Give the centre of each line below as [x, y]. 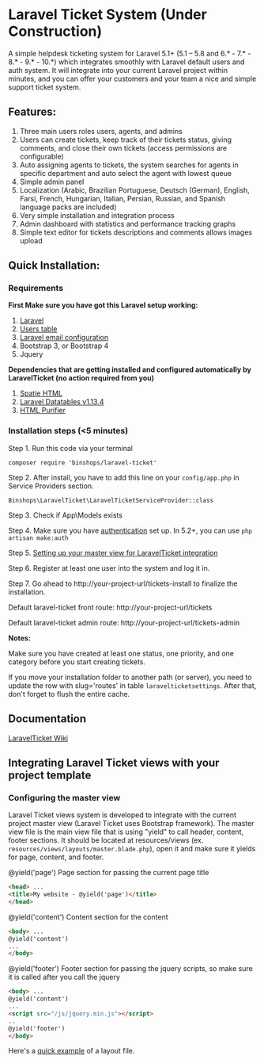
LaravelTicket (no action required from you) [81, 378]
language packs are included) [68, 207]
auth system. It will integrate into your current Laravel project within [118, 70]
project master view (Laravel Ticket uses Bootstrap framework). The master [131, 824]
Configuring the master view [64, 797]
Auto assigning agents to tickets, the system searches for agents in [129, 165]
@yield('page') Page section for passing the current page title [109, 873]
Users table [38, 329]
